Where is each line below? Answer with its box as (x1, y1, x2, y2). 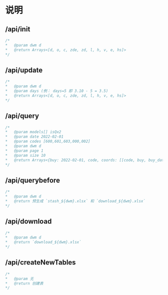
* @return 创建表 (5, 281, 43, 286)
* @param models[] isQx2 (5, 130, 61, 135)
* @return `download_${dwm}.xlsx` (5, 240, 81, 245)
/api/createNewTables (5, 258, 76, 267)
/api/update (5, 66, 43, 74)
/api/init (5, 25, 30, 33)
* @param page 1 (5, 148, 43, 153)
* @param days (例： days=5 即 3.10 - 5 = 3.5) (5, 89, 108, 94)
